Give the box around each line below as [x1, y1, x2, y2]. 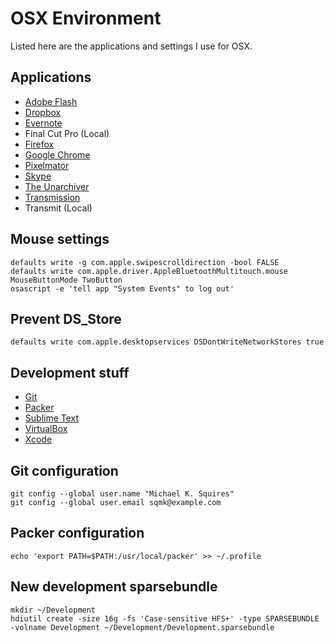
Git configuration [10, 462, 119, 479]
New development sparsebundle [10, 578, 218, 596]
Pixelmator [24, 159, 70, 171]
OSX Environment [10, 7, 162, 30]
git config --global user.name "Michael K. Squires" [10, 489, 235, 499]
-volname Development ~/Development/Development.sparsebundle [10, 622, 275, 632]
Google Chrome [24, 148, 91, 161]
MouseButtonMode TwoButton [10, 275, 123, 285]
